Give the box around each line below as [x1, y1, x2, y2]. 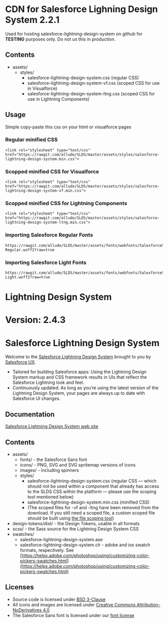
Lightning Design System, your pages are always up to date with [12, 390, 145, 396]
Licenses [5, 583, 34, 591]
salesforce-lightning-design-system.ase [19, 536, 103, 542]
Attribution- [136, 601, 161, 607]
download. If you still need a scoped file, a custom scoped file [27, 510, 155, 516]
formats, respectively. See [19, 547, 74, 553]
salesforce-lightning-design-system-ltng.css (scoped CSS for [27, 90, 155, 96]
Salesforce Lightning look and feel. [12, 380, 84, 386]
